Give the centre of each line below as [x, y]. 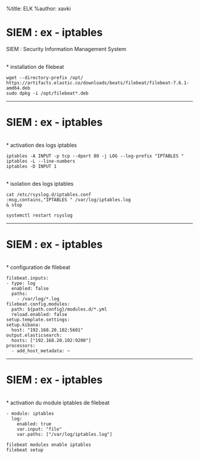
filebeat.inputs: [28, 278]
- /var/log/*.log [38, 299]
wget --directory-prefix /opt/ [45, 77]
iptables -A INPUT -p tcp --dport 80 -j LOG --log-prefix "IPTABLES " [95, 156]
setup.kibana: [24, 325]
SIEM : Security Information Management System [66, 49]
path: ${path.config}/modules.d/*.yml [60, 309]
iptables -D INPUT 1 [32, 166]
